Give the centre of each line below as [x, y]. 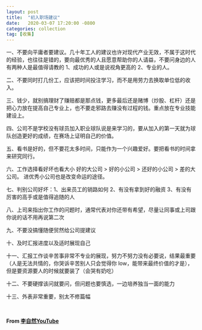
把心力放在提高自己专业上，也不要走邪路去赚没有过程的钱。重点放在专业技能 [101, 108]
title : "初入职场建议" [33, 17]
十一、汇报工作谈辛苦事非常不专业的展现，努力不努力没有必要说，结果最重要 [101, 256]
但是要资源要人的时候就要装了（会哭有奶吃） [62, 271]
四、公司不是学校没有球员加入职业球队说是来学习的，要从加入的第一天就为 [98, 129]
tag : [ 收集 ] [20, 34]
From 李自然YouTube [32, 321]
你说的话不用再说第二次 [35, 217]
